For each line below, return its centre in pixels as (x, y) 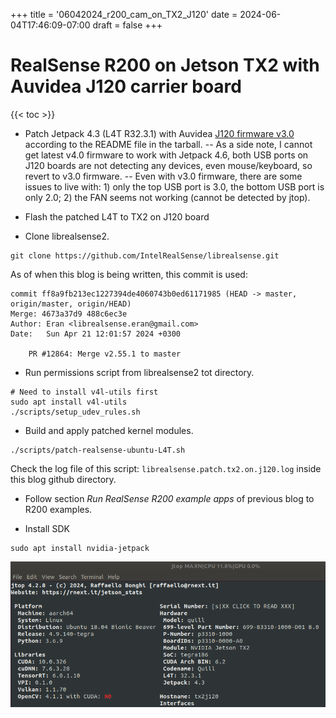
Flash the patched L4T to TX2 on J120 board (117, 216)
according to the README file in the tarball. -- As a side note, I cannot (168, 144)
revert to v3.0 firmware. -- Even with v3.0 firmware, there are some (163, 176)
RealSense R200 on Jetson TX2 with (165, 65)
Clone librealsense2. (67, 236)
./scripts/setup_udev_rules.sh (75, 412)
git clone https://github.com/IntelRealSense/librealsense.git (145, 255)
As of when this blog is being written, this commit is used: (129, 274)
